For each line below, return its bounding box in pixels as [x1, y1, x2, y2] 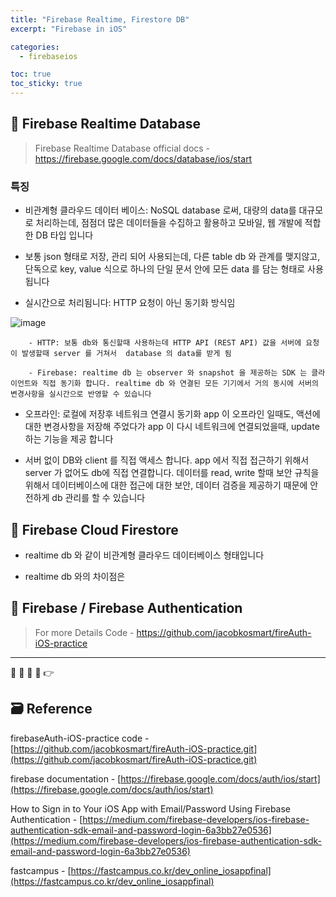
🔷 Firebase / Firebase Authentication [10, 600, 243, 617]
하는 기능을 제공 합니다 [24, 433, 114, 445]
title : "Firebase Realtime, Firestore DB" [10, 14, 190, 25]
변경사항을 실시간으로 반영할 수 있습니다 [10, 389, 152, 400]
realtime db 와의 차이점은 [24, 570, 126, 582]
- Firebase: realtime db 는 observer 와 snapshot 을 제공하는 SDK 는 [28, 368, 308, 378]
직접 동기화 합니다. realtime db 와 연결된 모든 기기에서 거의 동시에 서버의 [41, 379, 319, 389]
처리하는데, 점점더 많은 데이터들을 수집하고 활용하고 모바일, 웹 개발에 [35, 217, 303, 229]
